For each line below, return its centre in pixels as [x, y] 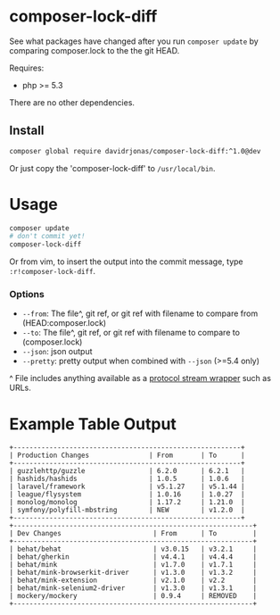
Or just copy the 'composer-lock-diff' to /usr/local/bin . [112, 168]
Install [27, 131]
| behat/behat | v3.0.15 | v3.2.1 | [133, 549]
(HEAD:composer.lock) [64, 323]
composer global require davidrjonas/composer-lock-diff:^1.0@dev [135, 151]
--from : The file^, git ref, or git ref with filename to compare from [140, 313]
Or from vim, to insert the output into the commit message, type [126, 262]
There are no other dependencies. [72, 102]
